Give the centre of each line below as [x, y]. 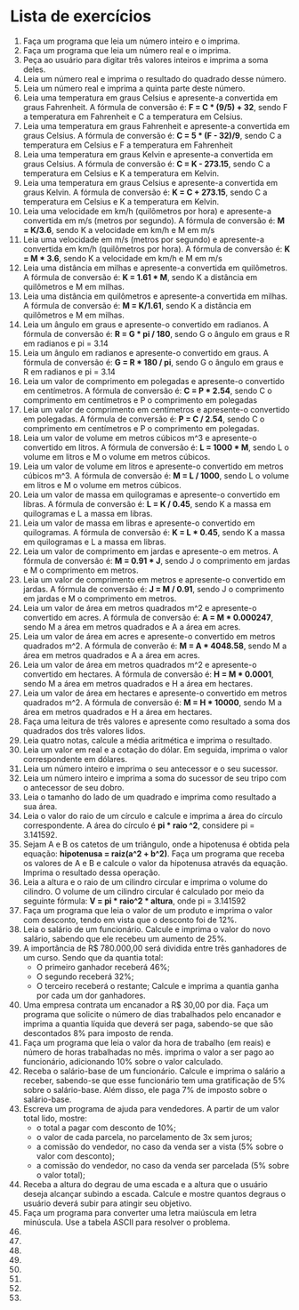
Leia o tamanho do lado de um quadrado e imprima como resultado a [149, 797]
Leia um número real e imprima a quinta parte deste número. [134, 88]
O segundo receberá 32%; [85, 976]
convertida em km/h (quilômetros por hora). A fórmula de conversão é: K [157, 249]
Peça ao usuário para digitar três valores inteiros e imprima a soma [145, 60]
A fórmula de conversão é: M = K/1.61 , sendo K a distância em [137, 305]
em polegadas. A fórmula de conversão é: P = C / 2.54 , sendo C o [144, 419]
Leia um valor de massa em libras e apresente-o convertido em [139, 523]
